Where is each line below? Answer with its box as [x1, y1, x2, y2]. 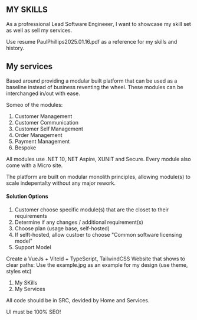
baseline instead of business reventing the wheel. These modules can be [6, 83, 184, 90]
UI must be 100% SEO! [6, 308, 61, 315]
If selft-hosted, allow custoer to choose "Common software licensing [14, 231, 182, 238]
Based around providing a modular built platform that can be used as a [6, 77, 178, 84]
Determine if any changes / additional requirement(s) [14, 218, 143, 226]
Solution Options [6, 193, 48, 200]
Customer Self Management [14, 125, 84, 132]
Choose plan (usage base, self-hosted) [14, 224, 110, 232]
